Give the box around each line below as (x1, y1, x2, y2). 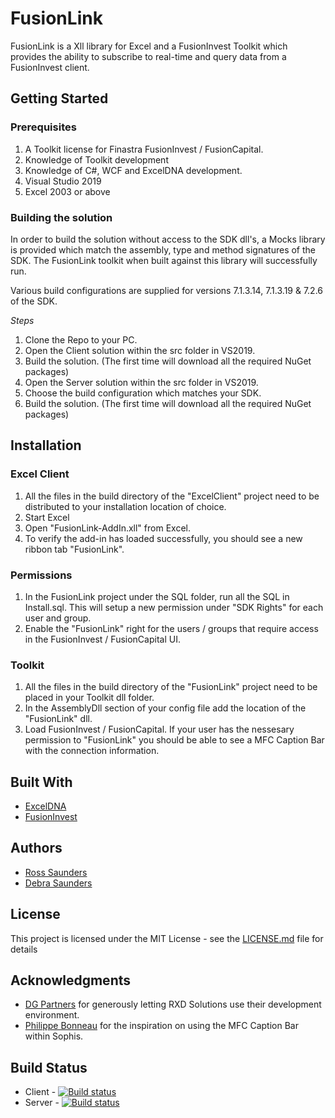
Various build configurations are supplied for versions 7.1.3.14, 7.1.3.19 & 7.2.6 (10, 284, 324, 296)
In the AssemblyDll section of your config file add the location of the (24, 702, 307, 714)
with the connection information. (24, 745, 160, 757)
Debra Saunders (24, 877, 93, 889)
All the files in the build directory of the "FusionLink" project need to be (24, 681, 318, 693)
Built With (10, 773, 73, 791)
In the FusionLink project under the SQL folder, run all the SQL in (24, 590, 290, 602)
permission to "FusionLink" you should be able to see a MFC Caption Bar (24, 734, 325, 746)
